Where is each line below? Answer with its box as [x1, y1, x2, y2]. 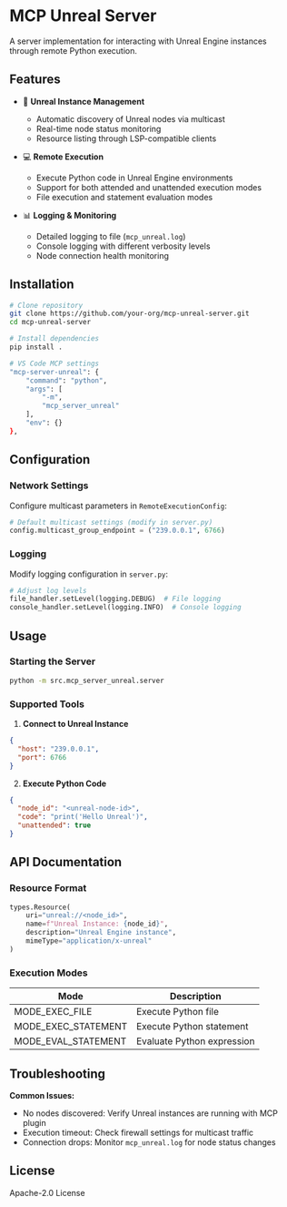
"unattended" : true [17, 821, 92, 830]
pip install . [9, 343, 64, 352]
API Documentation [9, 854, 123, 870]
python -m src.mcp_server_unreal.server [9, 676, 165, 685]
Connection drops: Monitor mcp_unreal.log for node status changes [22, 1136, 276, 1148]
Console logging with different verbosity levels [35, 240, 211, 251]
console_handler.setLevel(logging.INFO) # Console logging [9, 603, 242, 612]
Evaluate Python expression [135, 1035, 255, 1048]
